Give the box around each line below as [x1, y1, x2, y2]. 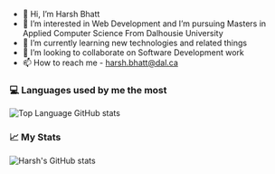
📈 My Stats [9, 131, 62, 144]
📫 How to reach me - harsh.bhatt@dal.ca [22, 57, 179, 68]
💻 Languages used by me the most [9, 83, 167, 96]
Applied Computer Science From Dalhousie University [22, 28, 223, 38]
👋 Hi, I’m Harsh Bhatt [22, 9, 100, 19]
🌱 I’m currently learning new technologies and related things [22, 37, 247, 48]
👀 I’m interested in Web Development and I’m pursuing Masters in [22, 18, 267, 29]
